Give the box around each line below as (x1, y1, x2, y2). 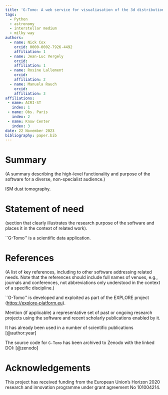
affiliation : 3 (14, 91, 46, 96)
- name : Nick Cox (9, 40, 46, 45)
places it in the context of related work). (5, 225, 87, 231)
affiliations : (5, 95, 35, 100)
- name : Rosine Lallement (9, 68, 64, 73)
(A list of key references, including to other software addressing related (5, 269, 152, 275)
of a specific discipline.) (5, 285, 55, 291)
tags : (5, 12, 16, 17)
